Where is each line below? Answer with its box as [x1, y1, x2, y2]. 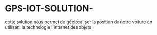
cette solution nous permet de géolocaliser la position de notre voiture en [5, 19, 153, 25]
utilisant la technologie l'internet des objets [5, 24, 92, 30]
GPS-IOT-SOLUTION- [5, 3, 94, 14]
